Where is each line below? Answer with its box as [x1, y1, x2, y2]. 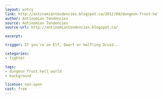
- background [5, 73, 32, 78]
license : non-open [5, 82, 42, 87]
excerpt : [5, 34, 23, 39]
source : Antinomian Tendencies [5, 20, 68, 26]
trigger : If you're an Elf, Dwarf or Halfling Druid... [5, 42, 120, 47]
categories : [5, 51, 29, 56]
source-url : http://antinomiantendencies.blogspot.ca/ [5, 25, 118, 30]
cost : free [5, 86, 27, 92]
